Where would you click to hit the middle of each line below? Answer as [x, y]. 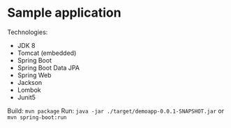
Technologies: [28, 32]
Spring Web [34, 75]
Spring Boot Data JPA [49, 67]
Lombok [29, 90]
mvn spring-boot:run [37, 117]
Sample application [64, 13]
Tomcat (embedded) [47, 53]
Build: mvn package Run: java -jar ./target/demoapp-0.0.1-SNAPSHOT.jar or [116, 111]
